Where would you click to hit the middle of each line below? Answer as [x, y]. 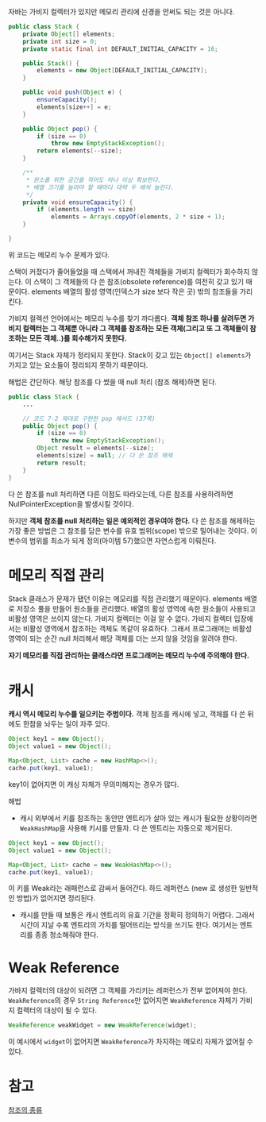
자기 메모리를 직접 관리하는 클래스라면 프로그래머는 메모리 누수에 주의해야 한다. [129, 655]
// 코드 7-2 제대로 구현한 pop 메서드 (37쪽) [89, 418]
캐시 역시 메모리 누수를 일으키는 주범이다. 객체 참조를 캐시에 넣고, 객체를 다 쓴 [127, 714]
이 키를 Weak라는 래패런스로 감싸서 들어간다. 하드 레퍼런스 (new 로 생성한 [123, 889]
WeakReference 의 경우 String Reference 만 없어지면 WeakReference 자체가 [123, 1001]
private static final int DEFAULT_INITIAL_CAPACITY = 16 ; [120, 49]
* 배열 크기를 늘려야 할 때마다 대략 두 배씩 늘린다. [100, 187]
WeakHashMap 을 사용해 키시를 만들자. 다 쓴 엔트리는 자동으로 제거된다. [126, 827]
